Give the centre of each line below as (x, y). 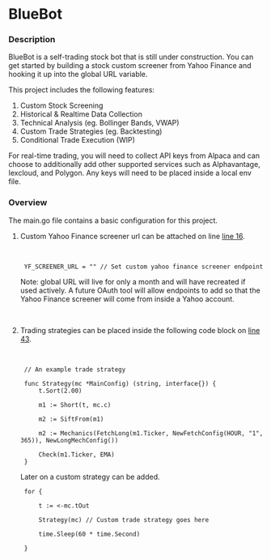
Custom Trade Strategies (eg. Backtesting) (91, 131)
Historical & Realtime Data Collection (81, 114)
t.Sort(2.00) (60, 391)
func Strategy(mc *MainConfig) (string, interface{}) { (120, 383)
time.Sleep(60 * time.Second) (89, 534)
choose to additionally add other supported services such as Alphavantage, (134, 165)
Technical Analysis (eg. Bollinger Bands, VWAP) (100, 123)
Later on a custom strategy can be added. (90, 477)
